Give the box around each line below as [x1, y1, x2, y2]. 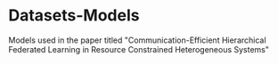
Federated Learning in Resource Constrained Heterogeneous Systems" [8, 44, 269, 54]
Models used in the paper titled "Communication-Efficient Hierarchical [8, 35, 266, 45]
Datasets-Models [8, 5, 140, 26]
